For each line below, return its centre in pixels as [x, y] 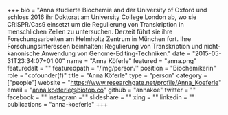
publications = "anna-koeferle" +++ [58, 104]
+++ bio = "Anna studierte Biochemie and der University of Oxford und [107, 10]
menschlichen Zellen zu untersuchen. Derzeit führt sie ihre [90, 31]
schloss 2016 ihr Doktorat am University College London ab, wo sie [102, 17]
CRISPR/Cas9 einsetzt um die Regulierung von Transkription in [95, 24]
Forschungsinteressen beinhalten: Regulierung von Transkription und [105, 46]
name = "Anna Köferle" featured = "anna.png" [132, 61]
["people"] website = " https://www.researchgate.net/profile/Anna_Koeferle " [114, 82]
